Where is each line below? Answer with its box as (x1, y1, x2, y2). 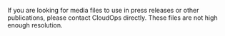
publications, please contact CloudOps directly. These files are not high (7, 13, 218, 22)
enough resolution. (7, 21, 63, 29)
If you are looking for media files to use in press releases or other (7, 6, 199, 14)
